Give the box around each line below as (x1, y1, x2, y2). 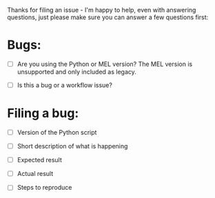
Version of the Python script (17, 129, 97, 136)
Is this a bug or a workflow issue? (17, 81, 112, 89)
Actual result (17, 170, 54, 178)
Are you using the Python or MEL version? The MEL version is (17, 60, 193, 68)
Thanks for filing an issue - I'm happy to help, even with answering (7, 6, 196, 14)
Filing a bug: (7, 106, 79, 121)
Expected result (17, 156, 62, 164)
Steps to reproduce (17, 184, 72, 192)
